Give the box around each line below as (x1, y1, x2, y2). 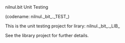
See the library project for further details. (5, 33, 89, 38)
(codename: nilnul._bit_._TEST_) (5, 14, 70, 19)
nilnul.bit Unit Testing (5, 4, 49, 10)
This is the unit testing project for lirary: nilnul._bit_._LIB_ (5, 23, 120, 29)
